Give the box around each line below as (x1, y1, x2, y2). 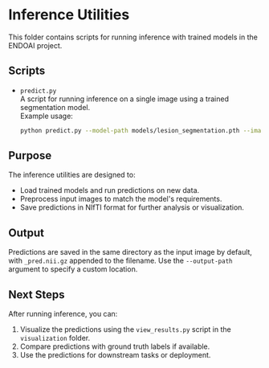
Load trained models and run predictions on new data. (19, 186, 200, 195)
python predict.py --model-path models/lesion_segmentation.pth (19, 126, 240, 134)
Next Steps (8, 288, 65, 301)
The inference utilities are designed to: (8, 170, 136, 180)
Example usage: (19, 111, 74, 121)
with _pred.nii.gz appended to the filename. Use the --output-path (8, 256, 233, 266)
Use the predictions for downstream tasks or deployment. (19, 350, 211, 360)
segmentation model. (19, 102, 91, 112)
